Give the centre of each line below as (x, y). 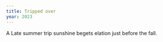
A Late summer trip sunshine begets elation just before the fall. (82, 33)
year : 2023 (19, 17)
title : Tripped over (31, 11)
